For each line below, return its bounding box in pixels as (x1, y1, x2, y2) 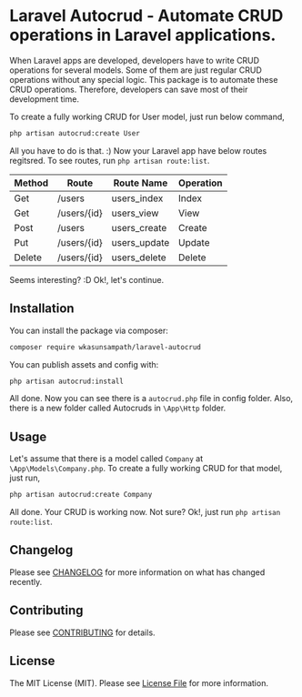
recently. (9, 576, 43, 587)
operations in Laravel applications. (9, 25, 277, 45)
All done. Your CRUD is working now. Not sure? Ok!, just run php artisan (9, 507, 281, 518)
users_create (111, 221, 167, 234)
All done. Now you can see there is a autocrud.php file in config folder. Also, (9, 393, 294, 404)
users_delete (111, 251, 166, 264)
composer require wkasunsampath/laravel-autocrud (9, 342, 202, 351)
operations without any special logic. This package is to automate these (9, 74, 278, 85)
